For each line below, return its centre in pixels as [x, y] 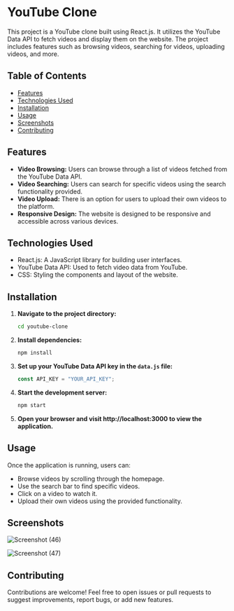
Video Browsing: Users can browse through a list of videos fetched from [122, 169]
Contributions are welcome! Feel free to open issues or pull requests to [109, 592]
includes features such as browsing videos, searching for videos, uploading [116, 46]
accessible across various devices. [68, 221]
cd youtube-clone [43, 327]
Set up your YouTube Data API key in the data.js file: [95, 366]
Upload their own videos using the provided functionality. [100, 501]
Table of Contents [47, 76]
